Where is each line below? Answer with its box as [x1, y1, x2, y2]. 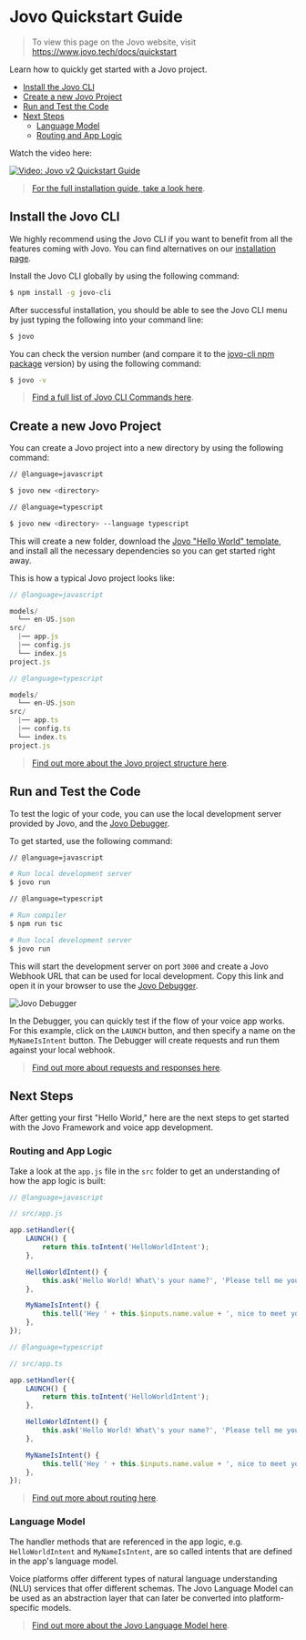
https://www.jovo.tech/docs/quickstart [31, 46, 178, 56]
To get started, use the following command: [9, 835, 173, 846]
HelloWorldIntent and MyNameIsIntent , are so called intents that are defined [9, 1545, 293, 1556]
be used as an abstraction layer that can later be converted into [9, 1592, 248, 1604]
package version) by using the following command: [9, 358, 202, 369]
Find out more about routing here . [31, 1492, 159, 1503]
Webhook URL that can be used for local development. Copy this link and [9, 970, 284, 981]
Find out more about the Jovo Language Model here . [31, 1619, 230, 1631]
